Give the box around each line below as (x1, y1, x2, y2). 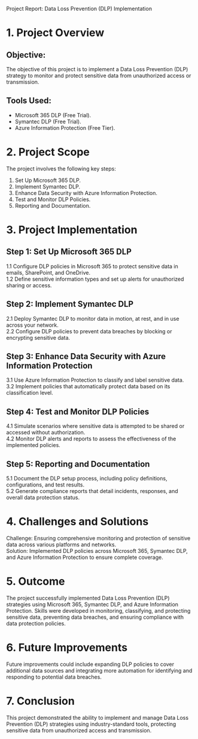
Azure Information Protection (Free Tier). (14, 124, 115, 131)
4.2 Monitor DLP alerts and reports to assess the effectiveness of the (6, 435, 176, 442)
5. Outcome (6, 574, 65, 588)
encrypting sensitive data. (6, 334, 71, 341)
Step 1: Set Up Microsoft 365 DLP (6, 247, 132, 257)
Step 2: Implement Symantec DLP (6, 299, 133, 309)
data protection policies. (6, 619, 66, 627)
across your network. (6, 321, 59, 329)
